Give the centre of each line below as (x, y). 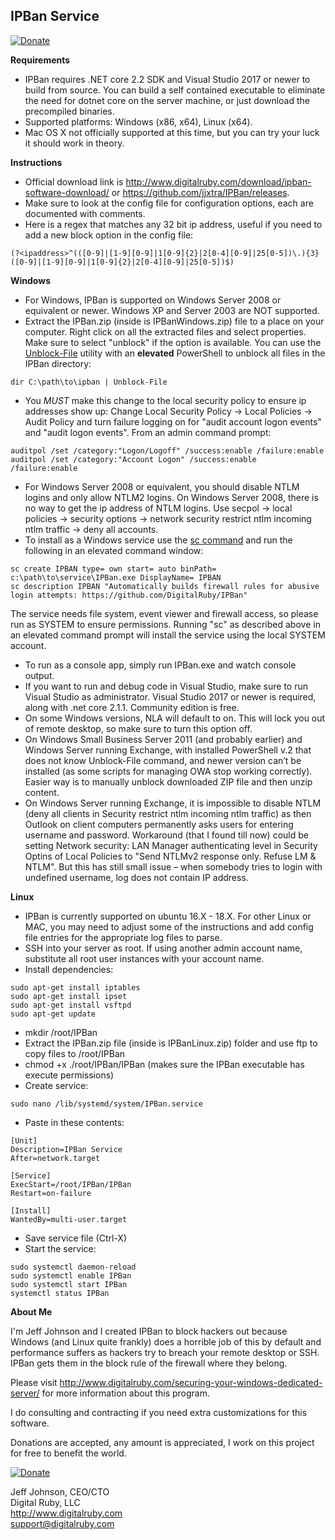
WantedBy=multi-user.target (69, 1219)
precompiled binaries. (69, 111)
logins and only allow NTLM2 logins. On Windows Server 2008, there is (171, 497)
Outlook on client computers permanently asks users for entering (159, 824)
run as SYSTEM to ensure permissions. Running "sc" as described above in (165, 624)
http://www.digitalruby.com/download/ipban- (218, 181)
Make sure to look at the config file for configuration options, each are (169, 203)
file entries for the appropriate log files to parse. (123, 937)
